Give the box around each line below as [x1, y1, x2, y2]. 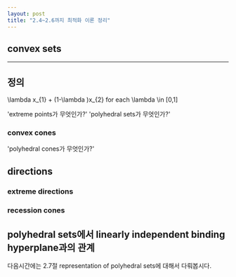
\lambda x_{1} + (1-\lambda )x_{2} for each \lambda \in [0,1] [7, 95, 178, 104]
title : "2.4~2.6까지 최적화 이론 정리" [7, 17, 111, 24]
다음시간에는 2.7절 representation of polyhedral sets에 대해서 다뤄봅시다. [7, 262, 212, 270]
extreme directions [7, 187, 74, 196]
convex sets [7, 43, 62, 55]
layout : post [7, 10, 46, 18]
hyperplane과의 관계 [7, 242, 95, 254]
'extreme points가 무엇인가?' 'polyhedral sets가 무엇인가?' [7, 110, 171, 119]
